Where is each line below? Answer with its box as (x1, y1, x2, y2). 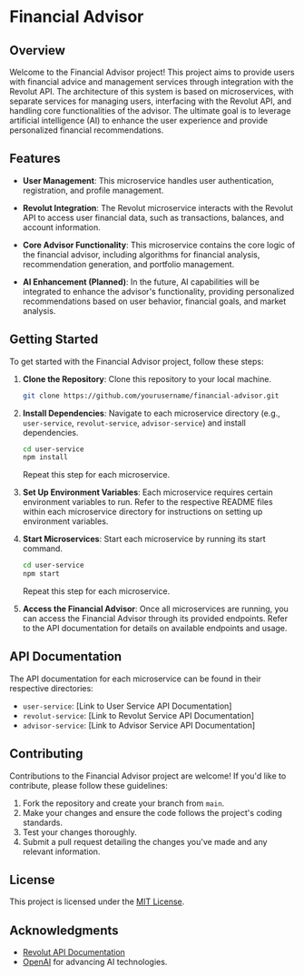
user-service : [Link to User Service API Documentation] (22, 700, 232, 711)
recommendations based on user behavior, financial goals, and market (22, 296, 287, 307)
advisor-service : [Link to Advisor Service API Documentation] (22, 719, 256, 730)
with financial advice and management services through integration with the (9, 76, 294, 87)
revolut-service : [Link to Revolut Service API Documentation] (22, 709, 255, 720)
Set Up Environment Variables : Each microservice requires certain (22, 487, 274, 498)
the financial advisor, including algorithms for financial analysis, (22, 248, 260, 260)
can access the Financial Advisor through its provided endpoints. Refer (22, 613, 289, 624)
